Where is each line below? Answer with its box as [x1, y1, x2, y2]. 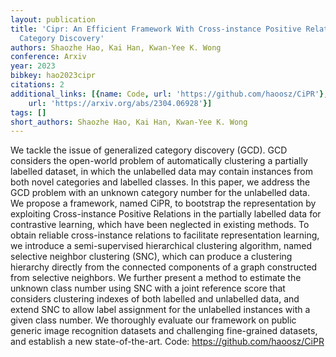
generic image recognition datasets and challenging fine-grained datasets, [10, 325, 318, 337]
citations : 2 [10, 80, 65, 90]
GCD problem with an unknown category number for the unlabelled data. [10, 187, 311, 199]
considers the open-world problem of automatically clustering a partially [10, 155, 308, 167]
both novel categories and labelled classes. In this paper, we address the [10, 176, 311, 188]
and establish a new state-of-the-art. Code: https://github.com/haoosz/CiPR [10, 336, 325, 348]
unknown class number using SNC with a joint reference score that [10, 282, 286, 295]
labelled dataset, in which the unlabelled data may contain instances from [10, 166, 313, 178]
